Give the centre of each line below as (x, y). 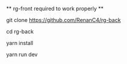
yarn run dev (22, 55)
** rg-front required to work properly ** (55, 9)
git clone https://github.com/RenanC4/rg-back (63, 20)
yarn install (20, 43)
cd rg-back (20, 31)
